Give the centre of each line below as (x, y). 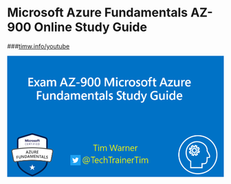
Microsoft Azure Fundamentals (98, 13)
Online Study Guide (91, 27)
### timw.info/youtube (38, 46)
